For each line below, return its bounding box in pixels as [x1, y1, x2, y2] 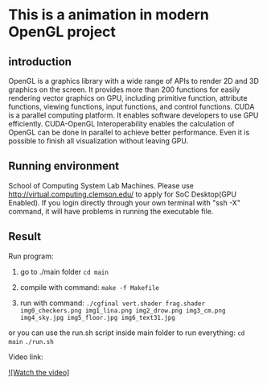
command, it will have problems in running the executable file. [8, 206, 214, 216]
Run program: [8, 251, 54, 261]
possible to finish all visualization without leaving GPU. [8, 136, 189, 146]
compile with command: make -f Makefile [19, 282, 159, 292]
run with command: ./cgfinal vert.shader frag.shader [19, 298, 206, 308]
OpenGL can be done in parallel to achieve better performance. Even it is [8, 127, 250, 137]
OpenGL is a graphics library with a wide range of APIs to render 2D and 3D [8, 77, 260, 85]
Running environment [8, 159, 119, 173]
